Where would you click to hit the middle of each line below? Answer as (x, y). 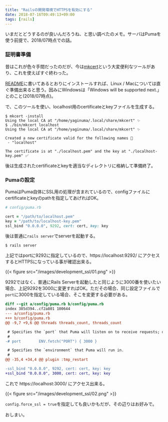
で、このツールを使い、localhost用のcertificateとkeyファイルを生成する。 (81, 106)
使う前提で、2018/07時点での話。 (40, 40)
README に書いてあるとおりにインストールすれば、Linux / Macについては (81, 83)
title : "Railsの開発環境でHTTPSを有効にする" (49, 10)
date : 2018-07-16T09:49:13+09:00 (40, 15)
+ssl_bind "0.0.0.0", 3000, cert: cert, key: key (58, 373)
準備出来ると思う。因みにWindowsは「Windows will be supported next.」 (85, 90)
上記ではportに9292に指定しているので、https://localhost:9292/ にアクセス (82, 255)
